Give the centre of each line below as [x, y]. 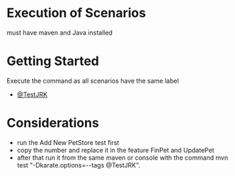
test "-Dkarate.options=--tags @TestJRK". [79, 165]
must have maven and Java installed [59, 33]
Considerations [53, 123]
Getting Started [53, 61]
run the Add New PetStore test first [68, 142]
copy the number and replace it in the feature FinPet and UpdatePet [115, 150]
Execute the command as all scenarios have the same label [93, 81]
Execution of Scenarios [76, 13]
